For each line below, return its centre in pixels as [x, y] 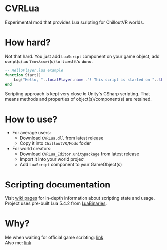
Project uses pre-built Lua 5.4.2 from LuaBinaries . [56, 203]
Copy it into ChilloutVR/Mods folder [55, 143]
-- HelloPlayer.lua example [34, 70]
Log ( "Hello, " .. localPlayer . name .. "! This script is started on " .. [86, 80]
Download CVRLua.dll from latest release [62, 138]
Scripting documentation [58, 185]
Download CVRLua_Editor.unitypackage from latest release [79, 154]
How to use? [31, 119]
